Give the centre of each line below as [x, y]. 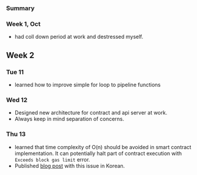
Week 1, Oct [24, 23]
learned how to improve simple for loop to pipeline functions [88, 85]
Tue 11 [15, 72]
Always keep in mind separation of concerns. [69, 119]
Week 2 [20, 55]
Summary [21, 8]
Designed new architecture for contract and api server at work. [91, 113]
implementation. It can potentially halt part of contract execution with [98, 153]
